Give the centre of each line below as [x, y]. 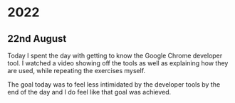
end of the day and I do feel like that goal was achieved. [89, 92]
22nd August [37, 39]
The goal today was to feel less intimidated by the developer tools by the [114, 85]
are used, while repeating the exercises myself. [77, 71]
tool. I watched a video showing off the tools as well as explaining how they [118, 63]
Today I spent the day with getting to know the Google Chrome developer [115, 55]
